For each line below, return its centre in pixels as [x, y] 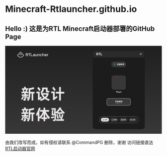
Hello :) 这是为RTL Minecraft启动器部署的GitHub [80, 28]
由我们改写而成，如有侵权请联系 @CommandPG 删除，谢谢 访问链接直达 [79, 142]
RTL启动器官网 [20, 148]
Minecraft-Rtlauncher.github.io [71, 9]
